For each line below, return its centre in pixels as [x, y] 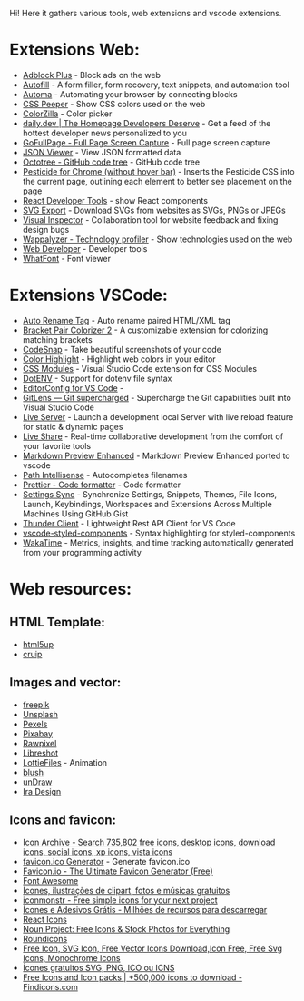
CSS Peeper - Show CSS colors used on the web [114, 104]
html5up [38, 644]
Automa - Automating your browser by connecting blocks [130, 94]
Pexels [35, 724]
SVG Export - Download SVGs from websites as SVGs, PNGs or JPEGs [154, 210]
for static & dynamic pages [73, 426]
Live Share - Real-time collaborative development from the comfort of [153, 436]
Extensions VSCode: [88, 295]
